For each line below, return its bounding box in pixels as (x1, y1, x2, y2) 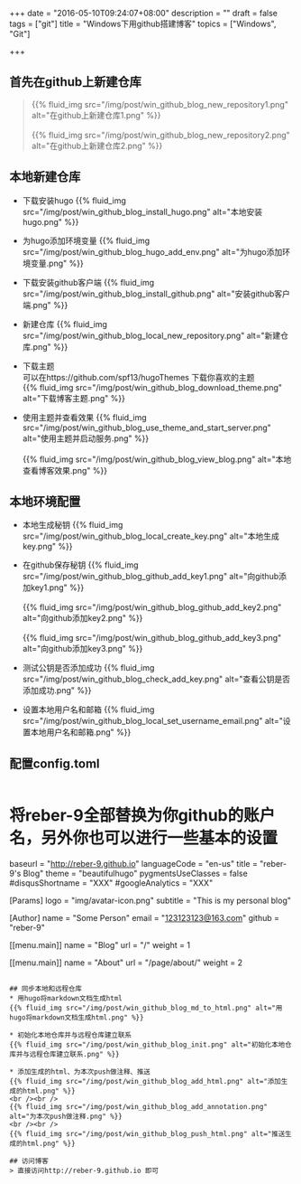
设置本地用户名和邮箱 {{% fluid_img (22, 704, 155, 715)
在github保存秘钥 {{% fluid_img (22, 559, 139, 570)
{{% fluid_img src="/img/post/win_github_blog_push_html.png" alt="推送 (9, 1130, 286, 1139)
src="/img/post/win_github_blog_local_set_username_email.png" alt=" (22, 716, 284, 727)
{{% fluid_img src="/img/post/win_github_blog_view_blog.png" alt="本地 (22, 454, 292, 465)
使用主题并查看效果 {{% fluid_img (22, 411, 147, 423)
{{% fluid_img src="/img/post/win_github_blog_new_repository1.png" (31, 99, 288, 109)
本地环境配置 (9, 494, 81, 510)
